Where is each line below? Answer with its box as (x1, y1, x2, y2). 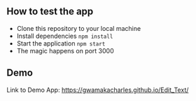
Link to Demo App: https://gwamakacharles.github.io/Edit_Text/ (6, 86, 189, 94)
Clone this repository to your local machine (16, 24, 141, 32)
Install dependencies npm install (16, 32, 113, 40)
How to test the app (6, 6, 94, 18)
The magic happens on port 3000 (16, 46, 115, 55)
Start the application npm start (16, 39, 106, 48)
